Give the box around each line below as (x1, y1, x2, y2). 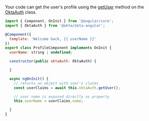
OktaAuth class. (5, 9, 37, 15)
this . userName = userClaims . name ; (14, 99, 83, 104)
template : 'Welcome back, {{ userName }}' (9, 36, 97, 41)
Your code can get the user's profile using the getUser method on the (5, 4, 144, 10)
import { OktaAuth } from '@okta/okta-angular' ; (5, 23, 105, 28)
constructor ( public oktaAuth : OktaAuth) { (9, 59, 97, 64)
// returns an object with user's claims (14, 81, 99, 86)
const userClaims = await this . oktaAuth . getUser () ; (14, 85, 120, 90)
